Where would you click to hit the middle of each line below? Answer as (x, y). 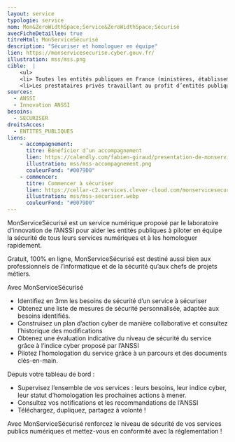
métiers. (19, 274)
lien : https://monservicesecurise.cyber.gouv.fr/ (81, 53)
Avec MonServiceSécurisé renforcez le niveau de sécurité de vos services (114, 424)
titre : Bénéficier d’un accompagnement (84, 151)
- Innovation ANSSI (42, 105)
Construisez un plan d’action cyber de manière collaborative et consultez (122, 323)
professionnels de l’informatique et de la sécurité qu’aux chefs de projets (113, 266)
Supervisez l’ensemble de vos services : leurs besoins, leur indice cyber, (122, 388)
